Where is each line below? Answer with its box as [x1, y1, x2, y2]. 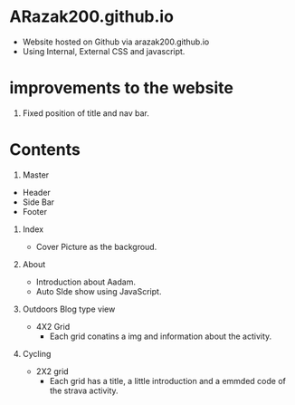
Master [22, 169, 50, 180]
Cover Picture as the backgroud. [35, 241, 157, 252]
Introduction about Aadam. [35, 276, 136, 287]
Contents [9, 140, 81, 160]
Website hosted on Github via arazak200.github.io [22, 36, 210, 47]
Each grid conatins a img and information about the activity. [49, 331, 272, 342]
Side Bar [22, 197, 55, 207]
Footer [22, 206, 48, 217]
